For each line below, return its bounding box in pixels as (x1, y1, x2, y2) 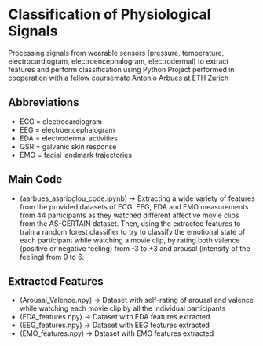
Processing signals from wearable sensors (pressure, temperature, (8, 48, 225, 57)
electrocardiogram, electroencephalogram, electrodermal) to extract (8, 56, 229, 66)
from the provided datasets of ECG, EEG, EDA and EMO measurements (19, 202, 249, 211)
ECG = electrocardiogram (19, 116, 103, 126)
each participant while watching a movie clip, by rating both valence (19, 235, 241, 245)
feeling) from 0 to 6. (19, 252, 85, 261)
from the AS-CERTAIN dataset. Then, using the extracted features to (19, 218, 241, 228)
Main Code (8, 173, 63, 186)
